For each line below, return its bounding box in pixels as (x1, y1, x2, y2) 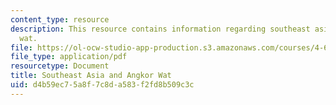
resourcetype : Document (10, 61, 110, 71)
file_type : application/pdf (10, 52, 128, 62)
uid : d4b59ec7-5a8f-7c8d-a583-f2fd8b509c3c (10, 80, 195, 90)
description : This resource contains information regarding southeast (10, 24, 311, 34)
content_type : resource (10, 14, 110, 25)
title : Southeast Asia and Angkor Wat (10, 71, 172, 81)
